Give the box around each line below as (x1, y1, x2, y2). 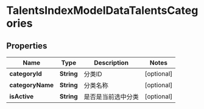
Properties (6, 41, 47, 51)
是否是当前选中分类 (83, 93, 139, 101)
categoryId (9, 70, 43, 78)
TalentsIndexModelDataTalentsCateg (6, 4, 199, 18)
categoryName (9, 81, 54, 89)
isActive (9, 92, 34, 101)
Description (94, 59, 129, 67)
